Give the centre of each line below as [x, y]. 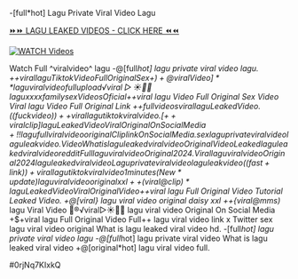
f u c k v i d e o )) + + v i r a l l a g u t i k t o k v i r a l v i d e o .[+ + [95, 116]
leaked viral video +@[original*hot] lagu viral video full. [110, 247]
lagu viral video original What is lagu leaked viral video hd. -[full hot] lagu [142, 229]
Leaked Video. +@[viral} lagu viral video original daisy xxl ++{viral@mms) [145, 200]
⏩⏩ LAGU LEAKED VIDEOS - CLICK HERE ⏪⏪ [94, 31]
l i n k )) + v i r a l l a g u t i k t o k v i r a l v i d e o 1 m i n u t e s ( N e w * [95, 172]
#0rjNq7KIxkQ [35, 265]
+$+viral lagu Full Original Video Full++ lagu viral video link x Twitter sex [141, 219]
